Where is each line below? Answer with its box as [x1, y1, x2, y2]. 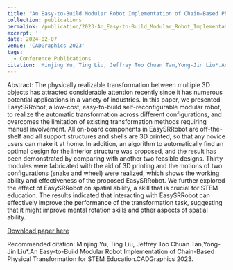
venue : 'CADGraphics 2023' [7, 42, 85, 49]
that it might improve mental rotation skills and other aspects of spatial [7, 206, 208, 214]
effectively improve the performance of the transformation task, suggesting [7, 198, 223, 206]
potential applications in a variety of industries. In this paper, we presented [7, 95, 221, 104]
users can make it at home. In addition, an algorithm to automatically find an [7, 139, 224, 147]
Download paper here [7, 226, 69, 235]
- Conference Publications [13, 55, 92, 62]
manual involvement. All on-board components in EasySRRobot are [7, 125, 199, 133]
